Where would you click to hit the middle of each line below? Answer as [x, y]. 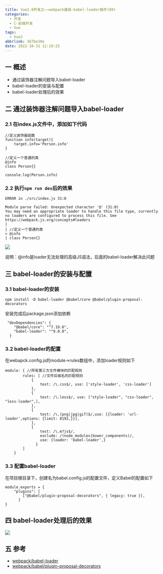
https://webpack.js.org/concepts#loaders [48, 220]
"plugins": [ [27, 491]
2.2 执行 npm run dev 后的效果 [39, 188]
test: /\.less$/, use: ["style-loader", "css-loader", [97, 397]
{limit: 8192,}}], [61, 419]
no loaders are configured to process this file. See [61, 216]
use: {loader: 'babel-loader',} [73, 440]
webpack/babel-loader [35, 561]
